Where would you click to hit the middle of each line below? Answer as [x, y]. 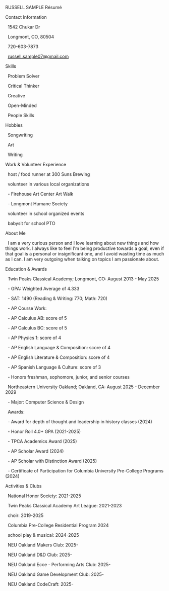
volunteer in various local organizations [48, 184]
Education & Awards [26, 269]
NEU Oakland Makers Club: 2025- [43, 545]
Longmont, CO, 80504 [31, 37]
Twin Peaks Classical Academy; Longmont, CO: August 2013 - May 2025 [83, 279]
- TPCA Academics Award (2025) [42, 441]
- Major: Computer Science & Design [46, 402]
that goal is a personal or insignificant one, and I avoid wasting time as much [85, 254]
